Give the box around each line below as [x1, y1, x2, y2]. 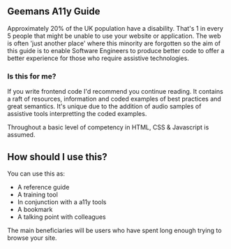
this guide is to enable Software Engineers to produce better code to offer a [7, 46, 225, 55]
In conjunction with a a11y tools [17, 197, 107, 206]
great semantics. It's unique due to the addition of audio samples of [7, 102, 202, 111]
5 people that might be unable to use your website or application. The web [7, 31, 221, 40]
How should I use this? [7, 150, 108, 163]
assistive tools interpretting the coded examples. [7, 110, 147, 118]
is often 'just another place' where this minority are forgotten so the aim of [7, 38, 221, 48]
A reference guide [17, 183, 70, 191]
